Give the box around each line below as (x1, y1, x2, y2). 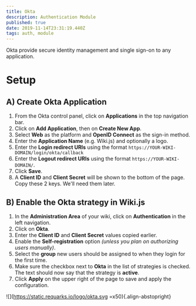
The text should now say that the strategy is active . (14, 269, 139, 276)
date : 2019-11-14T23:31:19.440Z (6, 25, 85, 31)
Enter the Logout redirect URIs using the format (14, 155, 131, 162)
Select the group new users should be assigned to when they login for (14, 250, 185, 257)
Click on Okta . (14, 225, 50, 232)
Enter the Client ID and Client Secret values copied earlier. (14, 231, 158, 238)
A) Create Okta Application (6, 97, 107, 107)
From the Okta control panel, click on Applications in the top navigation (14, 112, 188, 119)
